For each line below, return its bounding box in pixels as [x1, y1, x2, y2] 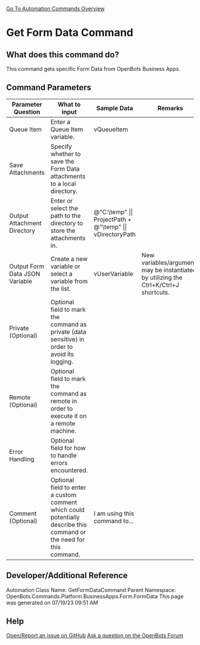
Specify [50, 142, 73, 151]
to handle [50, 451, 77, 459]
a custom [50, 491, 77, 499]
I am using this [93, 509, 135, 518]
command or [50, 528, 86, 536]
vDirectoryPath [93, 230, 136, 238]
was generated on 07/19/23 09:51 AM [6, 599, 98, 606]
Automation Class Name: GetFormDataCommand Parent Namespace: [6, 586, 176, 593]
